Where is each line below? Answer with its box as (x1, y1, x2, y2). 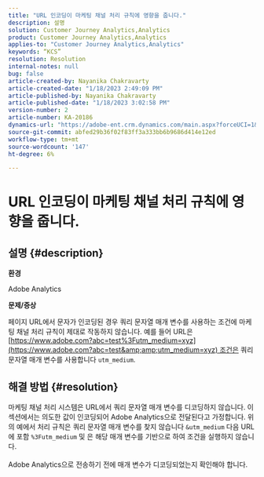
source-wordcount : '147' (8, 143, 90, 151)
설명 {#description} (8, 246, 104, 260)
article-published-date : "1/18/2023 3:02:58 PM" (8, 99, 170, 107)
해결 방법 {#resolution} (8, 380, 119, 393)
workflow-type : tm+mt (8, 135, 79, 144)
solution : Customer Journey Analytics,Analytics (8, 26, 170, 34)
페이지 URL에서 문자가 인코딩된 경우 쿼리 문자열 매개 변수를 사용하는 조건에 (8, 317, 237, 326)
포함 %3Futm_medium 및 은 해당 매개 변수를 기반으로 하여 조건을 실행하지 (16, 432, 234, 442)
